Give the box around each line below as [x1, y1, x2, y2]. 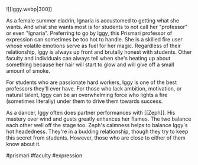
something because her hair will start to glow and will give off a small [6, 61, 174, 68]
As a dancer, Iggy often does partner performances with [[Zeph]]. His [6, 109, 176, 116]
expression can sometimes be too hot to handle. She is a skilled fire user [6, 36, 183, 43]
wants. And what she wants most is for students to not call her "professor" [6, 24, 188, 30]
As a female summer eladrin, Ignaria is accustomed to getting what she [6, 17, 179, 24]
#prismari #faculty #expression [6, 152, 83, 159]
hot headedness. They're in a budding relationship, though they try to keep [6, 128, 189, 135]
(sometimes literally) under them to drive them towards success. [6, 98, 163, 105]
